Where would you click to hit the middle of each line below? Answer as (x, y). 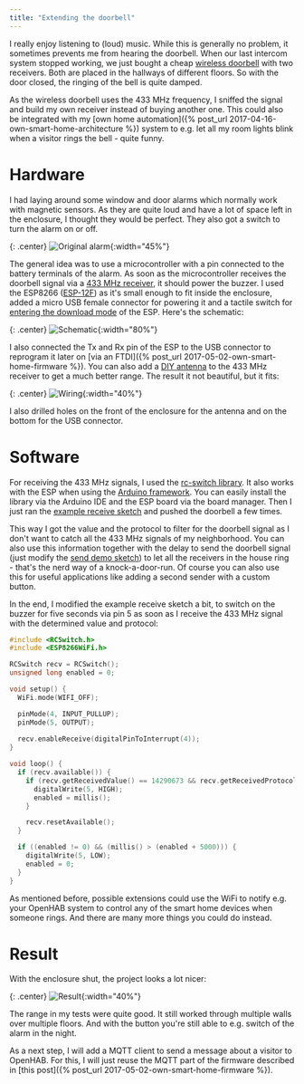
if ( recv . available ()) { (64, 772)
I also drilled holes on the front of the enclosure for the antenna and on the (148, 411)
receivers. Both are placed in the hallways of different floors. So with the (144, 72)
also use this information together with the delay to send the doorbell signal (150, 548)
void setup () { (38, 689)
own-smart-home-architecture (66, 129)
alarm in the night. (43, 1033)
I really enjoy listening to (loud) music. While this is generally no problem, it (149, 43)
